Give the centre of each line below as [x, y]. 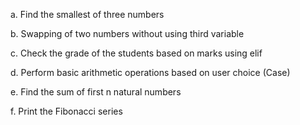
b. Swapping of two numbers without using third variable [127, 33]
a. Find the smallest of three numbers [87, 14]
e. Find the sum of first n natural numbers [96, 92]
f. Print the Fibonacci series [66, 111]
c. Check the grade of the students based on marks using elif [136, 53]
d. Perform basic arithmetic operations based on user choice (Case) [150, 72]
